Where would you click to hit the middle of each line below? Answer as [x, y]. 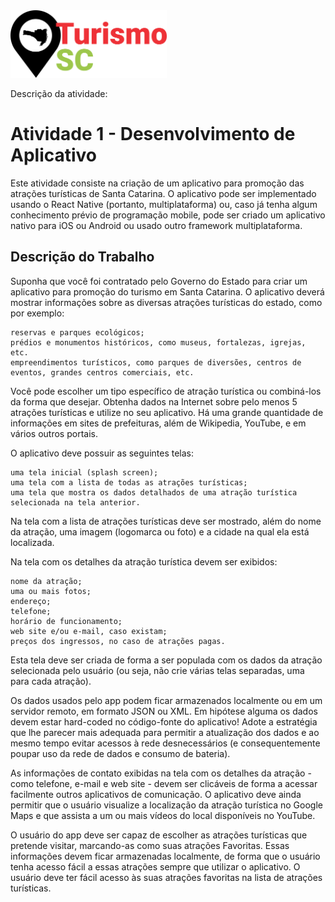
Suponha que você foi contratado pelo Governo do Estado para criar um [159, 281]
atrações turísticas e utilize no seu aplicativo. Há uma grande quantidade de [167, 412]
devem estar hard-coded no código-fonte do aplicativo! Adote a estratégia [164, 721]
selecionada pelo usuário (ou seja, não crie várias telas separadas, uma [157, 670]
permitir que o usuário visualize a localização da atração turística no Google [166, 805]
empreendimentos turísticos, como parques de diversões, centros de [156, 362]
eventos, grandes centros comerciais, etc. [102, 372]
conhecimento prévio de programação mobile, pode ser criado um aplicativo [168, 215]
